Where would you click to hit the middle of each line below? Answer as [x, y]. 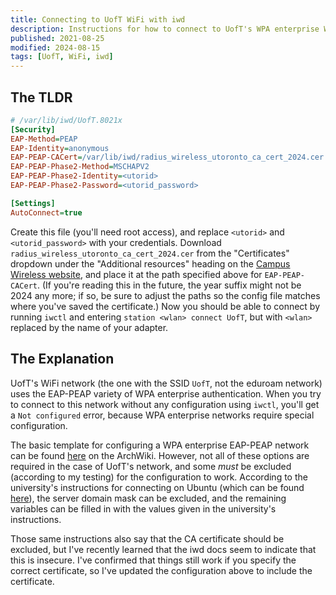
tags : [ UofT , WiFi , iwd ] [62, 57]
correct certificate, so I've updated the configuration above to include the [161, 570]
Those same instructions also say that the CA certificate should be [147, 538]
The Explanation [62, 359]
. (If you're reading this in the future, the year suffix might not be [169, 285]
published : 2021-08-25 [57, 38]
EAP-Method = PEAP [44, 139]
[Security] [33, 129]
